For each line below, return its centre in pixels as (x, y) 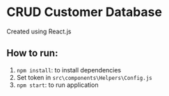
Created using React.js (39, 31)
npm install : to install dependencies (69, 70)
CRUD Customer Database (84, 12)
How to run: (32, 53)
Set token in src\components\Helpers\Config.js (84, 77)
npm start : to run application (57, 85)
